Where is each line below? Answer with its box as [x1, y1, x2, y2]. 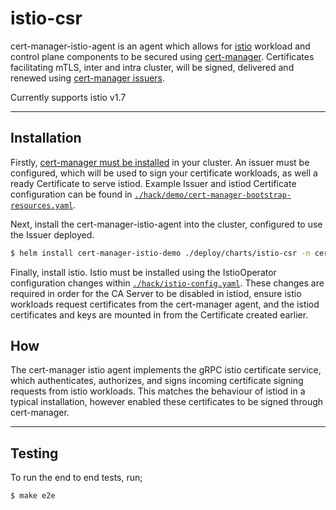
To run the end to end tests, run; [10, 472, 143, 484]
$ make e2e [10, 491, 56, 501]
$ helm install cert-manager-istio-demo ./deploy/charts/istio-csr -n [10, 248, 311, 258]
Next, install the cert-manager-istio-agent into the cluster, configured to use [10, 218, 323, 230]
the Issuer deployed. [10, 228, 95, 241]
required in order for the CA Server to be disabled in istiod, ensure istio [10, 287, 302, 299]
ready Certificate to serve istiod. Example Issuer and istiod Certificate [10, 177, 297, 189]
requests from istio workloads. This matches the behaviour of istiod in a [10, 385, 306, 397]
